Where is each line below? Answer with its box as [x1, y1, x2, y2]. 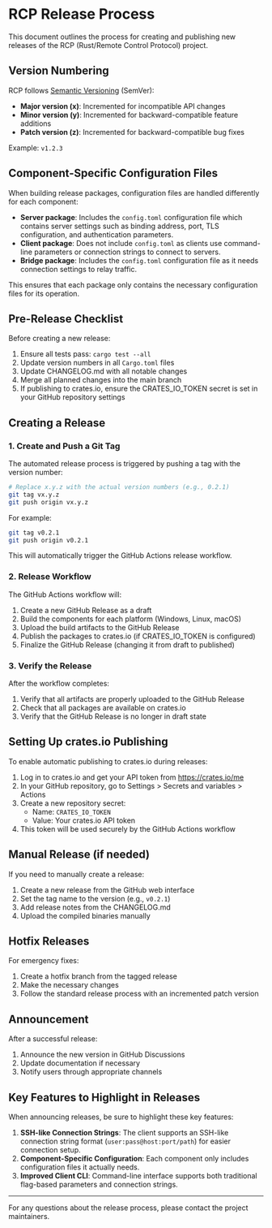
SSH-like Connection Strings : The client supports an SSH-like [19, 1128, 229, 1138]
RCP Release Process [8, 5, 155, 24]
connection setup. [19, 1145, 81, 1155]
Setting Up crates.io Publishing [8, 735, 168, 749]
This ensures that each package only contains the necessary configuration [8, 279, 258, 289]
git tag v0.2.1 [8, 529, 60, 537]
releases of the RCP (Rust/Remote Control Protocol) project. [8, 40, 209, 50]
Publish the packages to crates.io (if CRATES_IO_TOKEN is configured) [19, 631, 257, 641]
